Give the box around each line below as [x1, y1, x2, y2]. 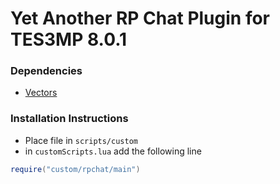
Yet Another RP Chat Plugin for [10, 7, 271, 30]
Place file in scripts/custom [24, 134, 138, 146]
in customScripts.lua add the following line [24, 145, 202, 157]
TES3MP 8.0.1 [10, 28, 128, 51]
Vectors [24, 87, 58, 99]
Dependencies [10, 64, 83, 78]
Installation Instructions [10, 112, 129, 126]
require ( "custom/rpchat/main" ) [10, 164, 141, 174]
